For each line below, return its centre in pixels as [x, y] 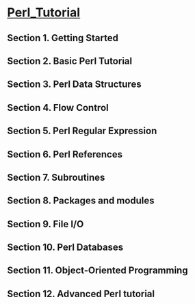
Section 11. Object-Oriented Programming [97, 271]
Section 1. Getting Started [63, 38]
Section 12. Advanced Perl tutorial [81, 293]
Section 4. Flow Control [58, 107]
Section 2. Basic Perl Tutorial [69, 61]
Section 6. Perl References [65, 154]
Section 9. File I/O [45, 224]
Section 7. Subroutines [56, 177]
